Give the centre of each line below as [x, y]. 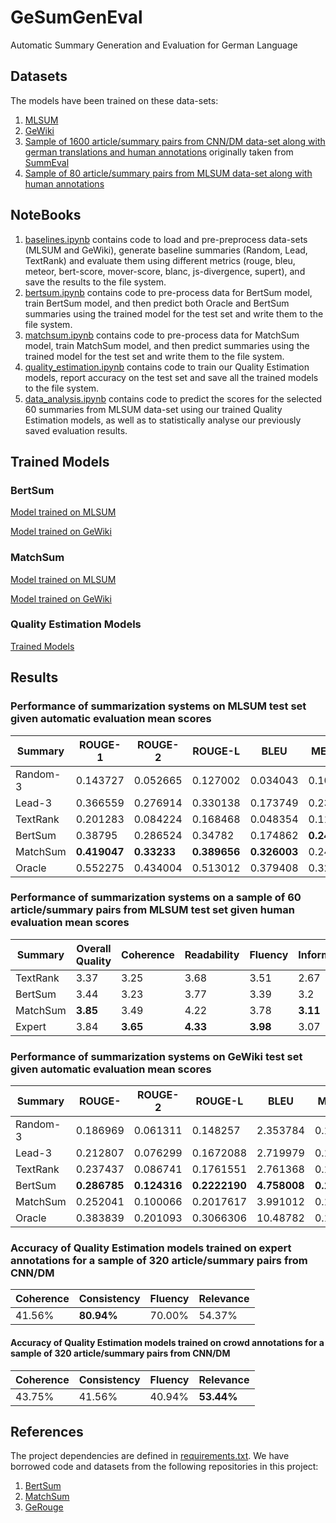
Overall [94, 948]
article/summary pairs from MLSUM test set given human [152, 910]
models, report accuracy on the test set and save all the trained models [171, 377]
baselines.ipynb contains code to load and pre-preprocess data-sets [166, 239]
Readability [212, 954]
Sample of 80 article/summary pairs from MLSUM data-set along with [168, 173]
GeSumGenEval [76, 17]
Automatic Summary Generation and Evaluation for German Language [154, 45]
